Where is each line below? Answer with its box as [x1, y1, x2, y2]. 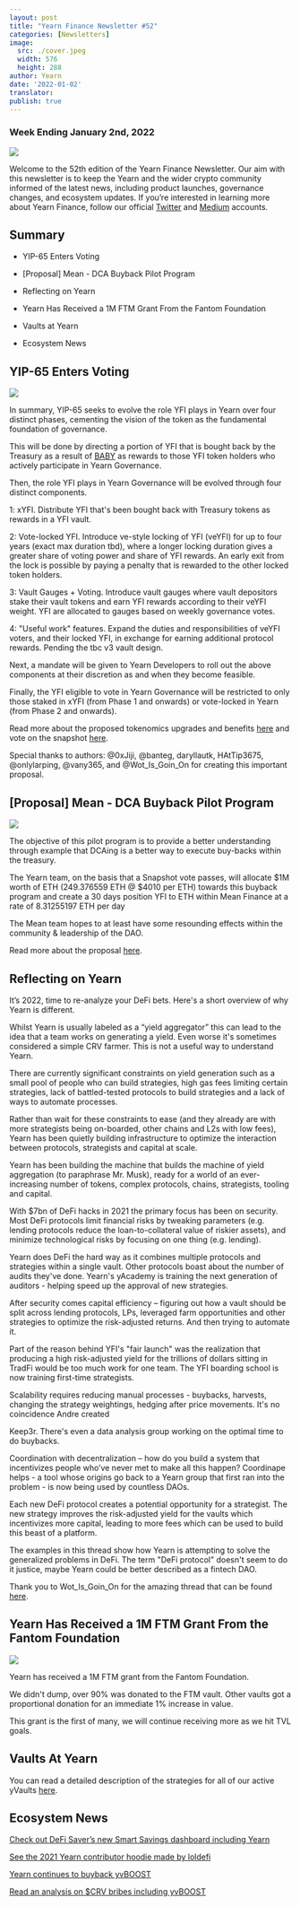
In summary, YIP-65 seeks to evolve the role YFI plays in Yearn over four [9, 405, 277, 415]
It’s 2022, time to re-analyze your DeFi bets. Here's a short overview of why [9, 995, 289, 1005]
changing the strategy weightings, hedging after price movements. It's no [9, 1398, 280, 1409]
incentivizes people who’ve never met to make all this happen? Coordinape [9, 1462, 287, 1473]
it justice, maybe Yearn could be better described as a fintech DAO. [9, 1563, 257, 1574]
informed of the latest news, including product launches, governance [9, 182, 264, 193]
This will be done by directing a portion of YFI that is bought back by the [9, 441, 276, 452]
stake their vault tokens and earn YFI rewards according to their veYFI [9, 596, 267, 607]
